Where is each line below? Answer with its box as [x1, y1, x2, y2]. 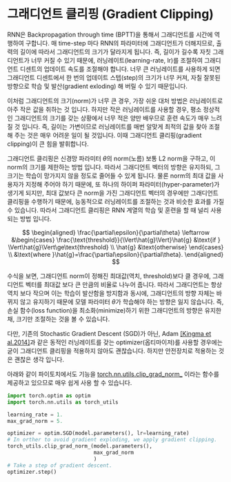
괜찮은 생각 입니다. [14, 355, 64, 364]
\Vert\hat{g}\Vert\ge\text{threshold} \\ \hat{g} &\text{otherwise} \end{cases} [8, 242, 224, 251]
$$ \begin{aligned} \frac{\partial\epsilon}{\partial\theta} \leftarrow [21, 228, 210, 236]
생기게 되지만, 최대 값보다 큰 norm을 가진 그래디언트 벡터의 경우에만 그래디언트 [7, 189, 219, 197]
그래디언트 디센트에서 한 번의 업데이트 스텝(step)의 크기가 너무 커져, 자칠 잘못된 [7, 73, 221, 81]
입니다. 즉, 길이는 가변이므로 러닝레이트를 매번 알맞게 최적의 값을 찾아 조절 [21, 122, 221, 131]
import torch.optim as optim [7, 392, 91, 399]
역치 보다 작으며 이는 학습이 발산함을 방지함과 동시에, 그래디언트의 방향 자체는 [7, 289, 215, 297]
